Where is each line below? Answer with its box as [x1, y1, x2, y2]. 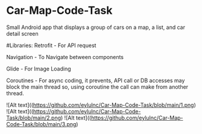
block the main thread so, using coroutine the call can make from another [6, 83, 189, 91]
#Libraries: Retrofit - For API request [6, 42, 96, 49]
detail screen [6, 30, 39, 37]
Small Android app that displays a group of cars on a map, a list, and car [6, 24, 186, 31]
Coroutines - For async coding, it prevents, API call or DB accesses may [6, 77, 185, 84]
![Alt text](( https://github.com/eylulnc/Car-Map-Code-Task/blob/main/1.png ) [6, 101, 196, 109]
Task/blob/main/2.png [6, 114, 62, 121]
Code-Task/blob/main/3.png [6, 120, 77, 127]
